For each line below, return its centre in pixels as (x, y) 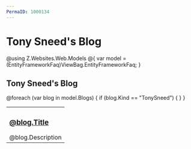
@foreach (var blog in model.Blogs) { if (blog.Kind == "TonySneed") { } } (96, 98)
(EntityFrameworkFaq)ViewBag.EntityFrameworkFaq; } (74, 64)
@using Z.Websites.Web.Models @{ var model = (66, 58)
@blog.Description (35, 138)
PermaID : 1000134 (28, 12)
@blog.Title (29, 122)
